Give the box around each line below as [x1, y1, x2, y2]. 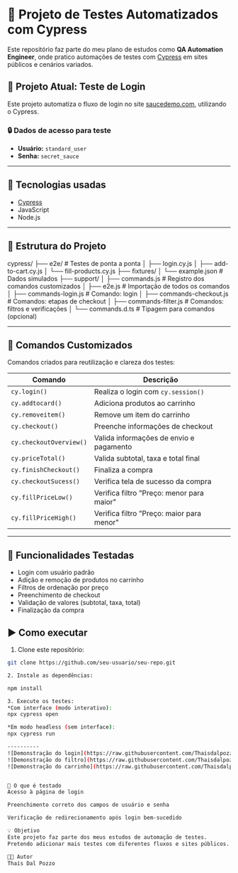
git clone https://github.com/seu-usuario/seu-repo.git [7, 659, 176, 667]
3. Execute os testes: [7, 697, 74, 705]
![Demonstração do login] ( [7, 749, 87, 756]
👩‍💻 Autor [7, 853, 33, 860]
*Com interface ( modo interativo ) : [7, 704, 113, 712]
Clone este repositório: [17, 646, 85, 654]
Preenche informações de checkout [93, 422, 213, 432]
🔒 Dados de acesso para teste [7, 125, 112, 135]
